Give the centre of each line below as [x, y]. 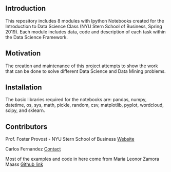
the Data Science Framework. [37, 37]
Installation [24, 88]
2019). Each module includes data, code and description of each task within [85, 32]
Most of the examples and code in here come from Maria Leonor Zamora [82, 159]
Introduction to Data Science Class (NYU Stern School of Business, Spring [84, 26]
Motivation [23, 53]
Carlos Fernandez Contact [33, 149]
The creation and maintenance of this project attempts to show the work [82, 66]
